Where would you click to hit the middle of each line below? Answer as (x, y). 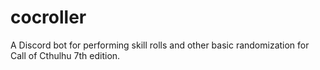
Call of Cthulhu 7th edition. (65, 55)
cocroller (48, 17)
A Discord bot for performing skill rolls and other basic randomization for (160, 45)
